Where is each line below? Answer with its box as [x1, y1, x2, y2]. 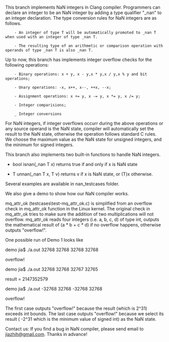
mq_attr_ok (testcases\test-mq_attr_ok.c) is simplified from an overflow [5, 200, 152, 206]
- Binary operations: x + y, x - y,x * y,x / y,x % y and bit [14, 72, 147, 77]
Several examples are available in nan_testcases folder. [5, 181, 120, 187]
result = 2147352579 [5, 276, 48, 282]
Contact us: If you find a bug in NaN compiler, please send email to [5, 326, 144, 332]
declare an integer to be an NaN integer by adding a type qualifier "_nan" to [5, 10, 162, 16]
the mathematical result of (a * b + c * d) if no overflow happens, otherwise [5, 222, 161, 227]
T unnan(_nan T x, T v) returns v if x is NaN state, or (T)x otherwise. [12, 171, 153, 177]
